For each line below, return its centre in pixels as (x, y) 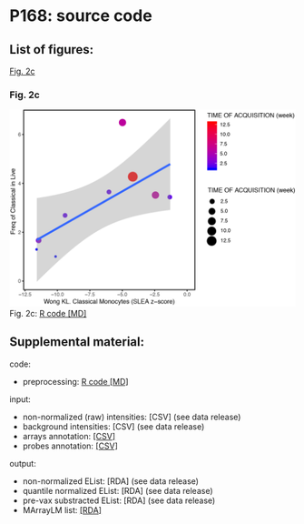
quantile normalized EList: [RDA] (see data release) (118, 490)
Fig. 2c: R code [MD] (48, 313)
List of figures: (52, 50)
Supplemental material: (77, 342)
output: (23, 463)
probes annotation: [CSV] (70, 446)
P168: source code (81, 16)
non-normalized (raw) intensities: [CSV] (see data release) (132, 417)
